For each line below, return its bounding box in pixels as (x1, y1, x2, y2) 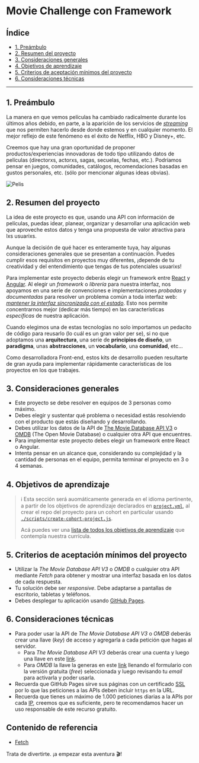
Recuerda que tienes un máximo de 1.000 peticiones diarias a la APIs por (14, 692, 193, 700)
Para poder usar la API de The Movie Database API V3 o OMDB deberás (14, 630, 191, 637)
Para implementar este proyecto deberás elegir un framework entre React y (6, 274, 191, 281)
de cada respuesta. (14, 578, 62, 585)
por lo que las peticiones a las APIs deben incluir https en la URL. (14, 687, 175, 694)
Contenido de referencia (6, 723, 98, 733)
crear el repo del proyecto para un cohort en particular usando (20, 509, 174, 516)
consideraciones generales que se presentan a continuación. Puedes (6, 250, 175, 257)
